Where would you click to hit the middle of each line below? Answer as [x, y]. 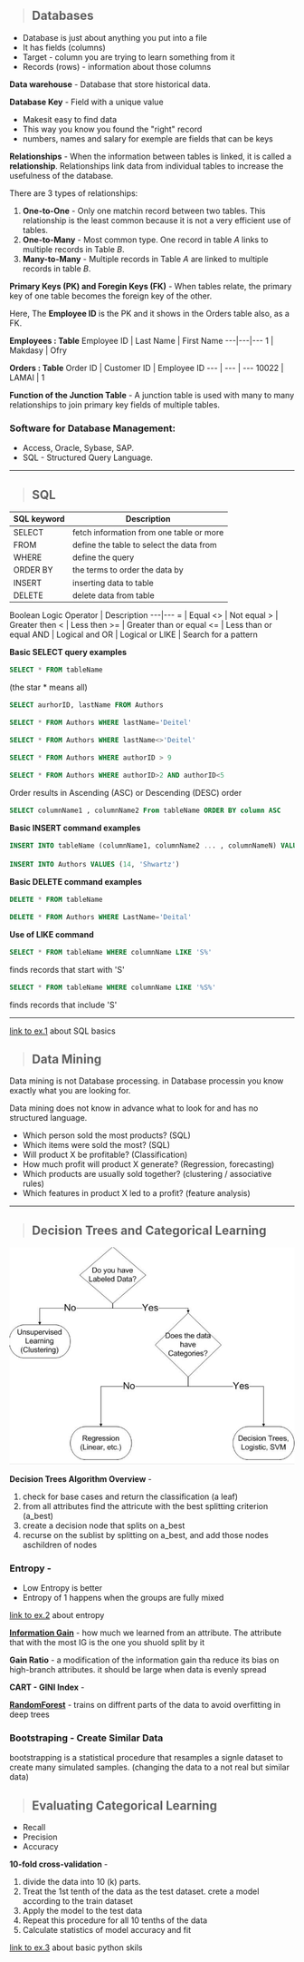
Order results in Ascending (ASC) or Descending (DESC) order [126, 792]
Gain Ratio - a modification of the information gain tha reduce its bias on [144, 1660]
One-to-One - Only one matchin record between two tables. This [144, 211]
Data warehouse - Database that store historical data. [110, 84]
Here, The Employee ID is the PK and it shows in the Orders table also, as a [149, 313]
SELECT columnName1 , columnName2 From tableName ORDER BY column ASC [145, 810]
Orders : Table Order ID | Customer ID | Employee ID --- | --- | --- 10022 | [147, 368]
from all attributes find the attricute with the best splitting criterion [145, 1506]
